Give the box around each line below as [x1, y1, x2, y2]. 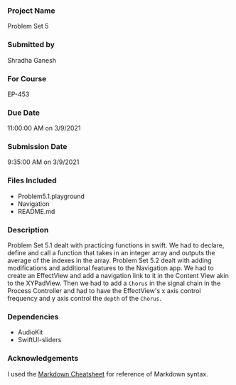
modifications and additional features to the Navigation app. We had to [7, 264, 215, 272]
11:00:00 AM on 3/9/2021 [7, 124, 81, 133]
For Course [7, 73, 47, 83]
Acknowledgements [7, 354, 79, 364]
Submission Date [7, 142, 68, 152]
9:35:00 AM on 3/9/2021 [7, 158, 80, 166]
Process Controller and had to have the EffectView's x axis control [7, 287, 201, 295]
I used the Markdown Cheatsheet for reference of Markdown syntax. [7, 369, 208, 378]
